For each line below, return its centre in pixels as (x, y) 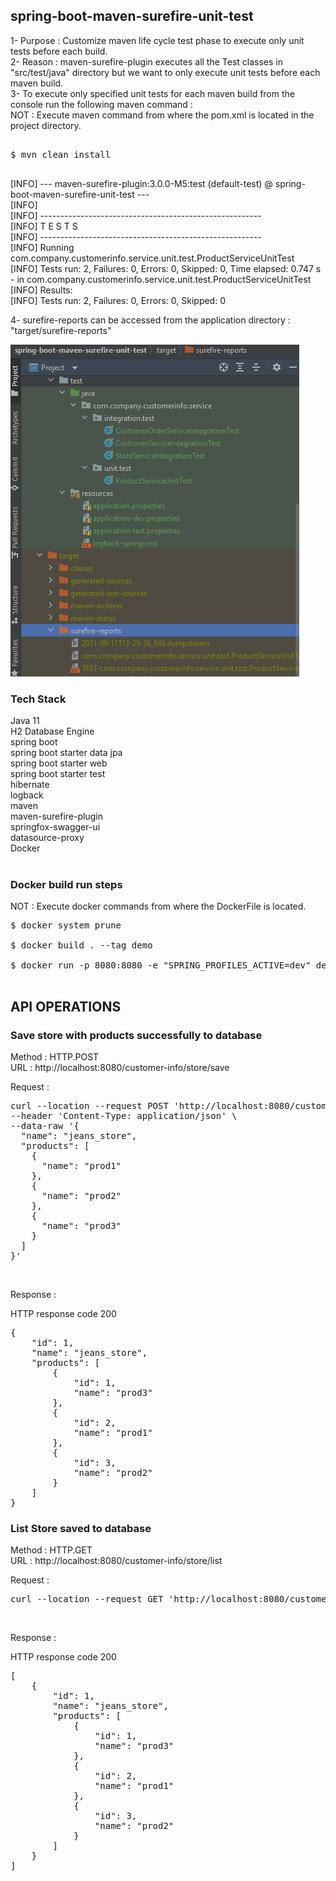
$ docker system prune (66, 925)
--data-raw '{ (45, 1126)
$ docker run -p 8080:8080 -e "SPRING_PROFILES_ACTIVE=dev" (161, 965)
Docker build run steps (66, 885)
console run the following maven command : (101, 104)
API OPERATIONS (66, 1006)
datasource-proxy (47, 838)
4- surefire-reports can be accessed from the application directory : (150, 320)
